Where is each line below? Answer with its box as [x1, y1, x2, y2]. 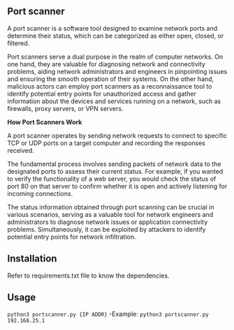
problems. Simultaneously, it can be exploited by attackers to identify [7, 225, 206, 233]
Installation [7, 253, 57, 264]
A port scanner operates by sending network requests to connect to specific [7, 131, 228, 140]
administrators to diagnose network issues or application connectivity [7, 218, 208, 226]
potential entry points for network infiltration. [7, 232, 136, 241]
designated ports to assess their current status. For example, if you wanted [7, 167, 224, 175]
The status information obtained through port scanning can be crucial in [7, 202, 214, 211]
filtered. [7, 38, 30, 47]
